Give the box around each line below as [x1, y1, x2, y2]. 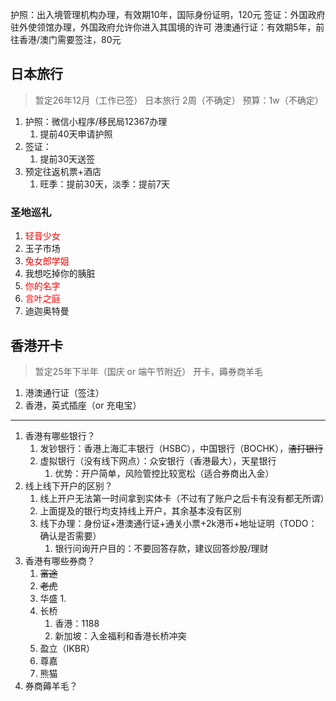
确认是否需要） [39, 529, 102, 542]
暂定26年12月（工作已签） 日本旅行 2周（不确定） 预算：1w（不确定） [34, 94, 324, 106]
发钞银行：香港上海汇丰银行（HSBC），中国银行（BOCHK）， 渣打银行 [39, 442, 324, 454]
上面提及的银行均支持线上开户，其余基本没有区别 [39, 504, 242, 517]
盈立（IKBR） [39, 642, 95, 654]
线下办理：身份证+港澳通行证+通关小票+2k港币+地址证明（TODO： [39, 517, 318, 529]
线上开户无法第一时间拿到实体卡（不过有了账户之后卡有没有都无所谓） [39, 492, 330, 504]
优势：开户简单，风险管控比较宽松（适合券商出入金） [54, 467, 275, 479]
